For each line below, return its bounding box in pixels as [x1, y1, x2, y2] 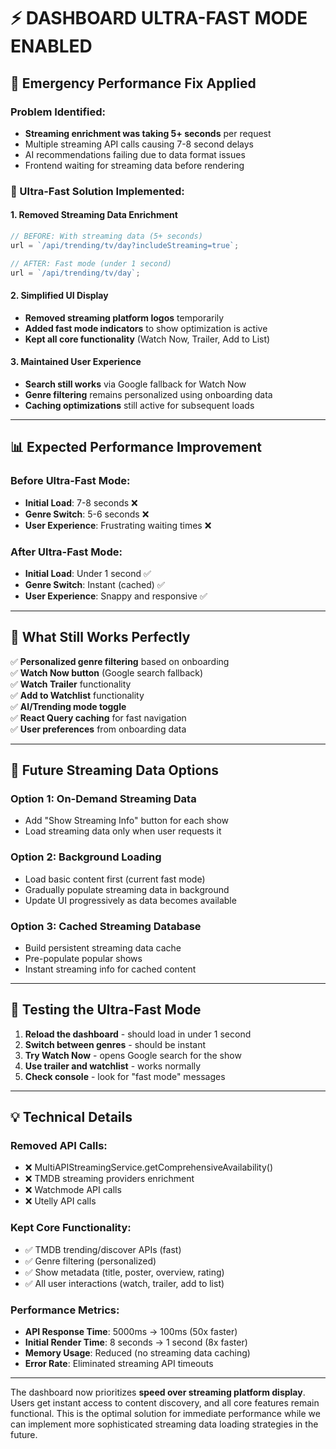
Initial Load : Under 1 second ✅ [24, 567, 152, 579]
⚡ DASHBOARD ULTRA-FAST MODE [10, 7, 308, 30]
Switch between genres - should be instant [24, 1038, 206, 1050]
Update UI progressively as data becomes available [24, 894, 237, 906]
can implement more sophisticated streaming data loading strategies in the [10, 1418, 319, 1430]
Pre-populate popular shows [24, 952, 143, 964]
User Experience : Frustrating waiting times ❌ [24, 519, 212, 531]
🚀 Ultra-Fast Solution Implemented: [10, 184, 185, 198]
